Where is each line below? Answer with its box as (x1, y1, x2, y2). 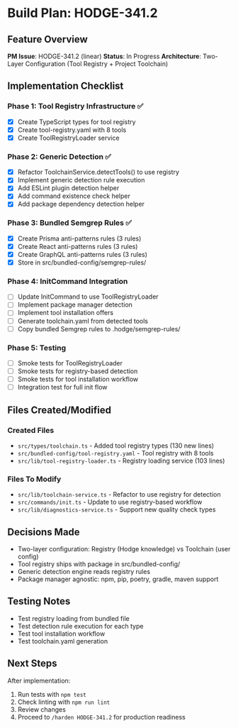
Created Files (7, 425, 55, 435)
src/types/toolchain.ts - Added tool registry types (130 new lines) (17, 441, 215, 450)
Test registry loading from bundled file (17, 614, 130, 622)
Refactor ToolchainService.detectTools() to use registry (17, 168, 179, 177)
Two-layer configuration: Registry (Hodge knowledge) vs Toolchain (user (17, 544, 231, 553)
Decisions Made (7, 526, 80, 538)
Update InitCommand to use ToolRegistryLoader (17, 292, 159, 301)
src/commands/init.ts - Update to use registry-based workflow (17, 498, 203, 507)
